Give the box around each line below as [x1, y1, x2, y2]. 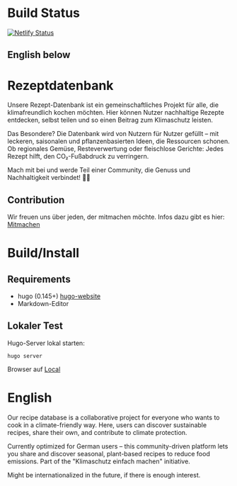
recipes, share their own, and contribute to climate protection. [7, 428, 187, 436]
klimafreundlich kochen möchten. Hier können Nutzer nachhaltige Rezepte [7, 108, 224, 117]
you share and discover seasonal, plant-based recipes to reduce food [7, 449, 210, 458]
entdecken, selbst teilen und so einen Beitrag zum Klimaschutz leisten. [7, 115, 214, 125]
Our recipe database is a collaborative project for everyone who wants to [7, 413, 220, 422]
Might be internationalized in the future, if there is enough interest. [7, 470, 201, 479]
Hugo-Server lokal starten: [7, 339, 85, 347]
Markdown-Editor [17, 300, 69, 308]
